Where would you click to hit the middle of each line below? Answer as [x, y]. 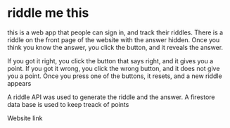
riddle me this [48, 13]
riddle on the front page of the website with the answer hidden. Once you [114, 39]
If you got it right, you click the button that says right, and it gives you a [110, 60]
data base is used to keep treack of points [68, 104]
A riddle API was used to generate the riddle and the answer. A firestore [111, 97]
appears [19, 83]
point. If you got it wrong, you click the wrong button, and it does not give [114, 68]
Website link [25, 118]
